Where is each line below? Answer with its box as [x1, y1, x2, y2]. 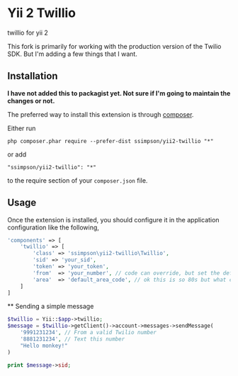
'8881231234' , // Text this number [20, 336, 125, 343]
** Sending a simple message [7, 302, 94, 311]
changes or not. [7, 96, 55, 105]
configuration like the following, [7, 223, 99, 232]
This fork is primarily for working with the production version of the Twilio [7, 42, 222, 50]
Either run [7, 124, 36, 132]
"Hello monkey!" [20, 342, 69, 349]
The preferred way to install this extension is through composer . [7, 110, 194, 118]
